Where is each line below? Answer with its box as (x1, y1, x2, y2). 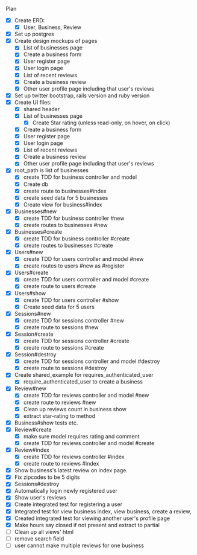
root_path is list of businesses (14, 167, 89, 174)
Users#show (14, 289, 46, 297)
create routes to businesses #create (23, 242, 113, 249)
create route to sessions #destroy (23, 365, 107, 372)
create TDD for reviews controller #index (23, 453, 125, 460)
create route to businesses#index (23, 187, 107, 194)
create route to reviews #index (23, 460, 99, 467)
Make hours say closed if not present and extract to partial (14, 521, 160, 528)
